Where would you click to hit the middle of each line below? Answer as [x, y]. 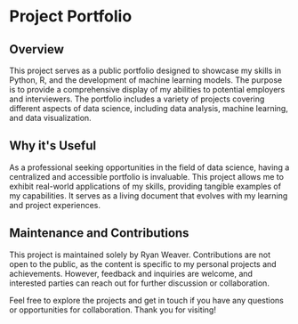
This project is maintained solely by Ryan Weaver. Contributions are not [140, 255]
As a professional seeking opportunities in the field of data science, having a [149, 167]
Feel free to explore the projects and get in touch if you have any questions [147, 300]
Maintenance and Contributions [99, 233]
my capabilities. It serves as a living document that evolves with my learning [149, 195]
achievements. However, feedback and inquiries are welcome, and [131, 273]
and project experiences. [55, 205]
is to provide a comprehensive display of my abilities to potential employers [147, 89]
